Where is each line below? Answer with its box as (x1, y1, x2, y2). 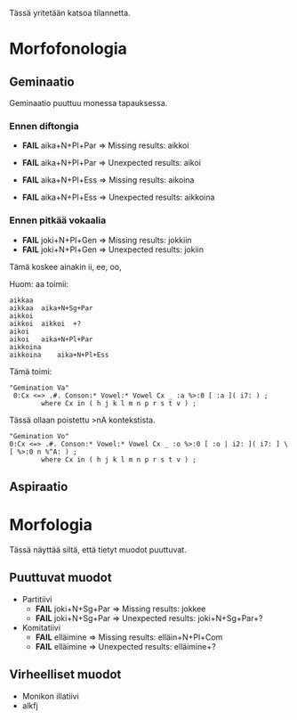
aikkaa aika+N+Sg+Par (9, 303, 93, 313)
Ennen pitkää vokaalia (9, 214, 107, 226)
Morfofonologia (9, 39, 127, 59)
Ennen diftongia (9, 119, 80, 132)
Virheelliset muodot (9, 667, 122, 683)
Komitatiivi (21, 622, 60, 633)
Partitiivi (21, 593, 52, 604)
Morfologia (9, 515, 93, 536)
